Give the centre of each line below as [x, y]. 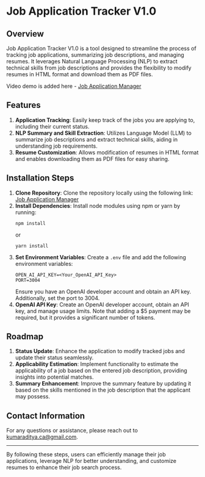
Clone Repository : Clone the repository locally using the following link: [104, 193]
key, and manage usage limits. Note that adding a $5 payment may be [103, 311]
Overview [25, 34]
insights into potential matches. [54, 377]
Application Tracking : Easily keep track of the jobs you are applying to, [105, 120]
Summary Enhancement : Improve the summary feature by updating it [103, 384]
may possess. [33, 396]
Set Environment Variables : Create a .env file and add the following [100, 257]
